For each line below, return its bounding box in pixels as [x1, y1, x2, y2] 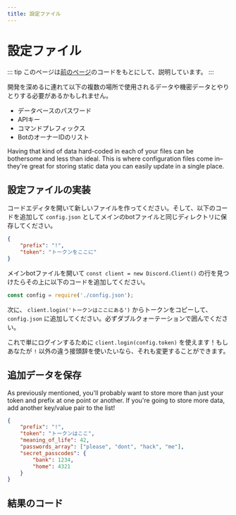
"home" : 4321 [32, 463, 71, 470]
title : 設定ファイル [7, 10, 61, 18]
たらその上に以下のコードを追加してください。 [13, 278, 149, 286]
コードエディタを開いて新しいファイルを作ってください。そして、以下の [7, 204, 216, 212]
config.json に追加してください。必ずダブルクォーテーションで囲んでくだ [7, 314, 222, 323]
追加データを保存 [7, 369, 82, 381]
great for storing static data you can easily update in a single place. [29, 161, 225, 170]
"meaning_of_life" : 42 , [20, 437, 90, 444]
